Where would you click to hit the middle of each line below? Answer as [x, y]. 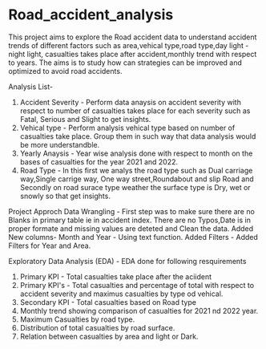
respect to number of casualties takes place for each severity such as [135, 111]
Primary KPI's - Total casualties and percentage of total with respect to [137, 285]
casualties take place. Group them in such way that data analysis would [138, 136]
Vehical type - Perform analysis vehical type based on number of [127, 128]
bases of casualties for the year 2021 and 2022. [99, 161]
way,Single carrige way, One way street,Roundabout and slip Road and [137, 179]
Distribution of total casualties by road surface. [97, 327]
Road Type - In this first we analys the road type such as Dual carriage [136, 170]
